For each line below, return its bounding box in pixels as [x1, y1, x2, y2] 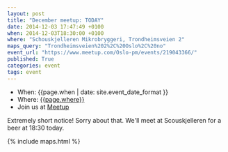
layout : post [7, 10, 45, 17]
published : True [7, 56, 54, 63]
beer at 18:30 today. [7, 123, 65, 132]
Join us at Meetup [17, 102, 70, 111]
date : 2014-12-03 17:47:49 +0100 [7, 23, 104, 30]
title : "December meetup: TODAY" [7, 17, 104, 24]
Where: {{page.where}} [17, 95, 85, 103]
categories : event [7, 62, 60, 69]
